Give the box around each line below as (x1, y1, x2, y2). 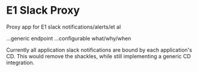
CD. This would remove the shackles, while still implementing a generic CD (6, 52, 191, 60)
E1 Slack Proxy (6, 4, 80, 17)
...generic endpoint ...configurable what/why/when (6, 35, 131, 42)
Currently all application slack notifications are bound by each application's (6, 46, 193, 54)
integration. (6, 59, 35, 66)
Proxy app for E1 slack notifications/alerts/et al (6, 23, 121, 30)
